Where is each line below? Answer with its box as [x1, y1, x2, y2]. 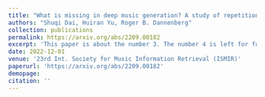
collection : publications [8, 26, 93, 34]
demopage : [8, 70, 41, 77]
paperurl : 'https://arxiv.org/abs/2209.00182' [8, 63, 164, 70]
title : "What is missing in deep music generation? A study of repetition [8, 11, 259, 20]
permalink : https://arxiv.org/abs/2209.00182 [8, 33, 160, 41]
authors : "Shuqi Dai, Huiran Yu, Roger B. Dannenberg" [8, 19, 192, 27]
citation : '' [8, 77, 51, 84]
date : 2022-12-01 [8, 48, 65, 56]
